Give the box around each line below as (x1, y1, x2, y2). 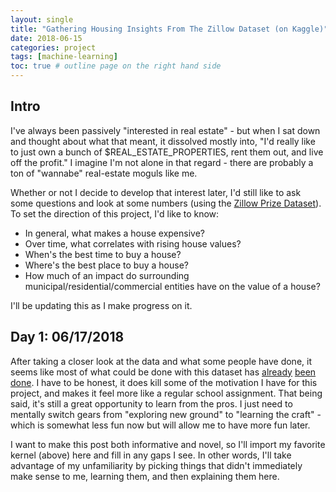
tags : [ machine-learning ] (10, 52, 118, 62)
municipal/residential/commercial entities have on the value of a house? (24, 280, 321, 292)
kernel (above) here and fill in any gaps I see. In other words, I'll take (10, 449, 292, 461)
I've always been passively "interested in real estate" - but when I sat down (10, 124, 321, 136)
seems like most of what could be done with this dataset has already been (10, 366, 317, 378)
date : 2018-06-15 (10, 33, 83, 43)
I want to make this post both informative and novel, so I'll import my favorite (10, 438, 326, 450)
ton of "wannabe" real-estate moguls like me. (10, 167, 198, 179)
